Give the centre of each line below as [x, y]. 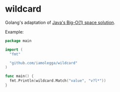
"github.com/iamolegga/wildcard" [44, 63]
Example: [14, 32]
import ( [14, 50]
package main [18, 41]
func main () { [20, 76]
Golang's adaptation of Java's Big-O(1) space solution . [60, 22]
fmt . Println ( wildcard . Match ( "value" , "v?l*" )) [58, 81]
